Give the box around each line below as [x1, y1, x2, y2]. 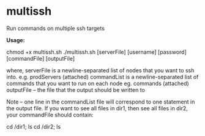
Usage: [6, 36, 26, 43]
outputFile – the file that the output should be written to [6, 86, 146, 93]
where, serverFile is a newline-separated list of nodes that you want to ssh [6, 66, 195, 74]
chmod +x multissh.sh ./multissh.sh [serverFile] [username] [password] [6, 48, 187, 56]
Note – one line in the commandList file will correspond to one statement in [6, 98, 195, 105]
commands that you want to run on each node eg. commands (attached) [6, 80, 190, 87]
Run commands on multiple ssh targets [6, 25, 105, 32]
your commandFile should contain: [6, 111, 94, 118]
